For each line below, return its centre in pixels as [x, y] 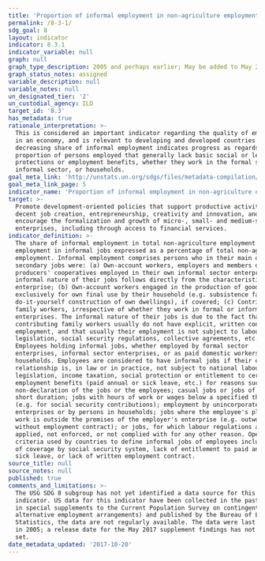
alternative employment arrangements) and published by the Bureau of [134, 515]
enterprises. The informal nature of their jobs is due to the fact [130, 317]
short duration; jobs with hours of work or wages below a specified [132, 397]
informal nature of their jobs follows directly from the [113, 280]
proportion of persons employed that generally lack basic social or [132, 155]
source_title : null [40, 464]
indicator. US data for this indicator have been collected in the [129, 500]
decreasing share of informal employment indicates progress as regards [137, 148]
